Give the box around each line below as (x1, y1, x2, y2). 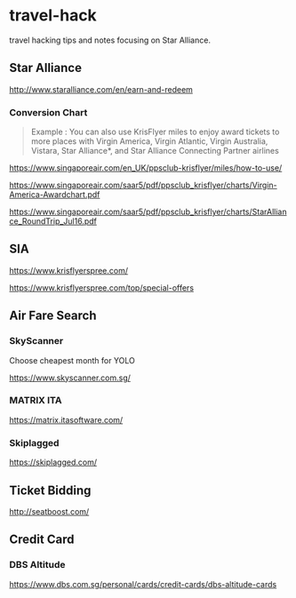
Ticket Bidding (9, 482, 92, 498)
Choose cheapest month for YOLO (9, 355, 135, 365)
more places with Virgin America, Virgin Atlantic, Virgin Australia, (30, 136, 268, 147)
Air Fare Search (9, 308, 97, 323)
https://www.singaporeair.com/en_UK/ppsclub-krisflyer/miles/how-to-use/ (9, 163, 283, 173)
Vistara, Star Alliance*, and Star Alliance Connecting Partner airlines (30, 146, 280, 156)
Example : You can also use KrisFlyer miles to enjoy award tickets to (30, 126, 280, 138)
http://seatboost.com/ (9, 506, 90, 516)
